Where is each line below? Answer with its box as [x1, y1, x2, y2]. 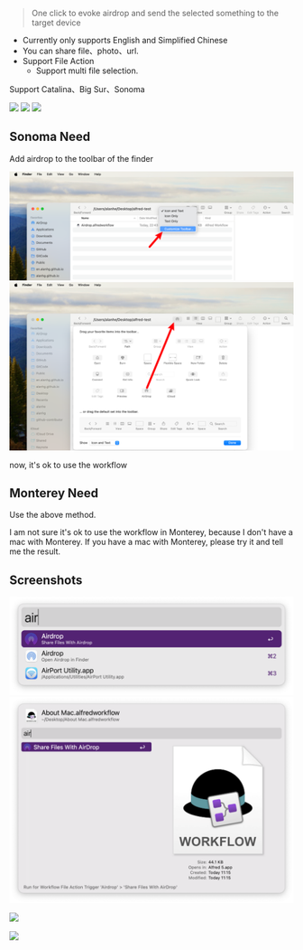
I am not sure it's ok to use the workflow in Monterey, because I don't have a [9, 527, 293, 538]
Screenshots [9, 572, 83, 588]
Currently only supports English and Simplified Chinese [22, 35, 228, 45]
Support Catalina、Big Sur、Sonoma [9, 84, 146, 94]
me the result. [9, 546, 61, 557]
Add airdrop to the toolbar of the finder [9, 153, 154, 164]
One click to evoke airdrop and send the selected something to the [31, 8, 280, 18]
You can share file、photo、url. [22, 45, 140, 56]
